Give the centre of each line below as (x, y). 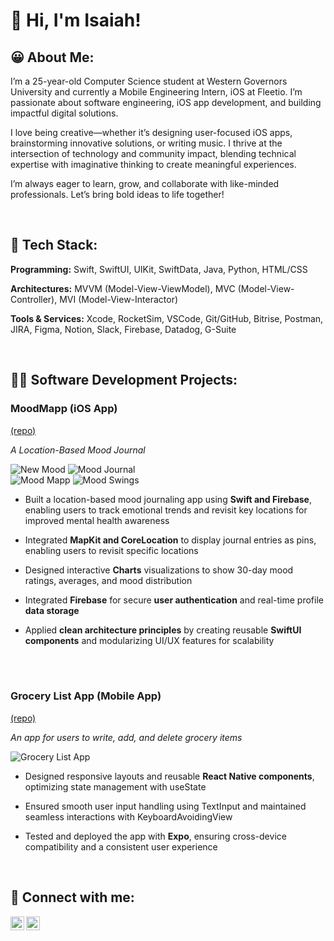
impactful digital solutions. (64, 113)
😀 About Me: (52, 57)
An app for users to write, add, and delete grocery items (126, 737)
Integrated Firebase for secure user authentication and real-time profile (174, 600)
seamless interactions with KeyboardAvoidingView (128, 816)
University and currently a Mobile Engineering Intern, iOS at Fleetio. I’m (156, 92)
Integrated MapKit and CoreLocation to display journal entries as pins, (170, 540)
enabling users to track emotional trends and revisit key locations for (166, 510)
